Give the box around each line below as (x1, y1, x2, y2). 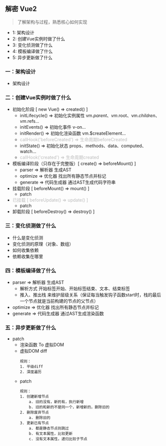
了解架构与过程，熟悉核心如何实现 (17, 19, 87, 25)
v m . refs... (19, 118, 40, 124)
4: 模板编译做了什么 (12, 48, 53, 54)
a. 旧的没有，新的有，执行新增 (29, 400, 84, 405)
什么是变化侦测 (12, 234, 43, 240)
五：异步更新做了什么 (5, 324, 56, 331)
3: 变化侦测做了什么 (12, 42, 53, 48)
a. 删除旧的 (29, 416, 51, 421)
